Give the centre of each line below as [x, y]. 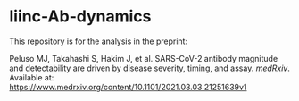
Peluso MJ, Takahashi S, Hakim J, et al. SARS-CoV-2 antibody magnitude [144, 58]
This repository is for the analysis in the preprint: [99, 41]
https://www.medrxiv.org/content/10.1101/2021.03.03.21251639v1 [128, 87]
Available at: [32, 77]
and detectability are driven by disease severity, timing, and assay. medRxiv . [149, 68]
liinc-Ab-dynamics [80, 17]
